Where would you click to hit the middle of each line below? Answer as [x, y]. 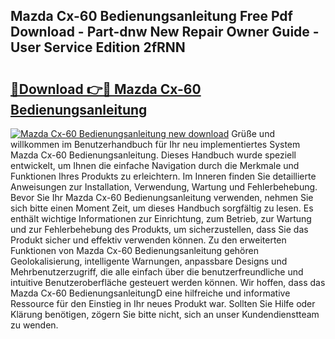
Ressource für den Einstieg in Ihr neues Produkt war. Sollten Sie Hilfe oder [163, 303]
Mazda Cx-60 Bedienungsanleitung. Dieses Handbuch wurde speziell [153, 155]
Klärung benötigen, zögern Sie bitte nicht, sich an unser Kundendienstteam [165, 314]
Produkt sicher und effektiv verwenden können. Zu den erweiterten [148, 240]
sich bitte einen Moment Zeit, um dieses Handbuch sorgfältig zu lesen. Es [162, 208]
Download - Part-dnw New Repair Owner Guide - [165, 32]
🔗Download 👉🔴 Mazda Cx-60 [106, 89]
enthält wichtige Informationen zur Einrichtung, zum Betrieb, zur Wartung [161, 218]
